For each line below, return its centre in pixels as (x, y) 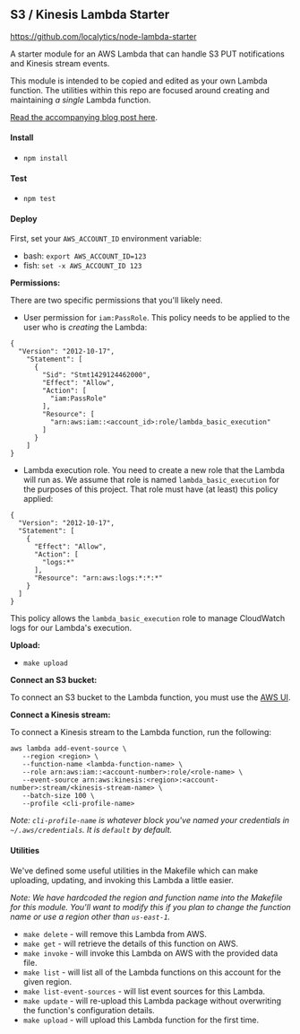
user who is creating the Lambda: (85, 328)
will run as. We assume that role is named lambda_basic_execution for (151, 480)
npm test (39, 199)
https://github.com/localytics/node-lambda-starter (103, 36)
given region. (47, 981)
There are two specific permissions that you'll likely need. (116, 301)
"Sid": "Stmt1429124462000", (97, 375)
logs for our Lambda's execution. (71, 628)
